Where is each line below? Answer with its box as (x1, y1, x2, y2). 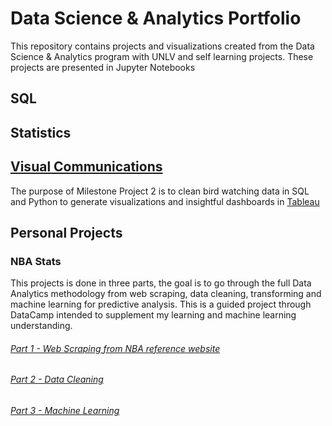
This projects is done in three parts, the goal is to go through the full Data (10, 277, 312, 289)
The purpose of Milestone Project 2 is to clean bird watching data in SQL (10, 185, 310, 197)
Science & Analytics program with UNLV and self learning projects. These (10, 50, 314, 62)
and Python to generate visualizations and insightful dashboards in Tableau (10, 195, 320, 207)
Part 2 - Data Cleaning (10, 373, 104, 386)
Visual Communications (10, 158, 163, 176)
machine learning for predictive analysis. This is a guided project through (10, 298, 312, 311)
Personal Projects (10, 224, 123, 241)
